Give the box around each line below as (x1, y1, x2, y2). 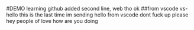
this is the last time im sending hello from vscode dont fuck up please (19, 11, 189, 18)
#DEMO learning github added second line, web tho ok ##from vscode (6, 5, 179, 12)
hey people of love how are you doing (6, 18, 99, 24)
